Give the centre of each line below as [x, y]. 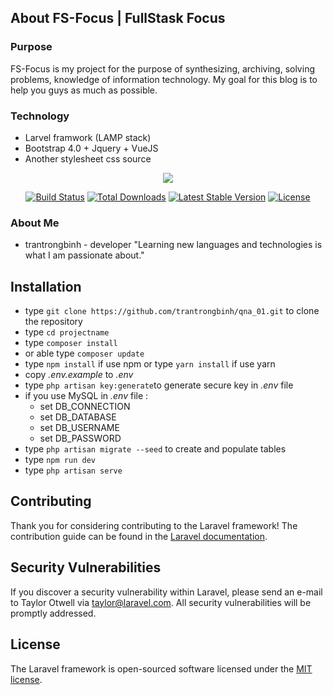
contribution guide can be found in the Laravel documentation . [139, 536]
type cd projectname [67, 332]
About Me [35, 223]
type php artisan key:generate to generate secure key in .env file [159, 385]
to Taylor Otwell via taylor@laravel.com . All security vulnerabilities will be [161, 602]
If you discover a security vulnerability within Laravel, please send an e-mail [166, 592]
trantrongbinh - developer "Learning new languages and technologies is [173, 245]
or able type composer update [84, 353]
